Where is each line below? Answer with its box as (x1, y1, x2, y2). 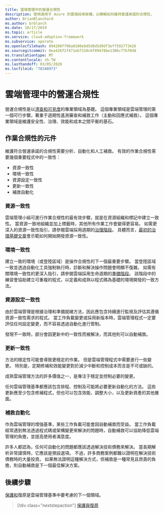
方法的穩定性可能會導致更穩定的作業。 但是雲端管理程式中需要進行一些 (5, 356, 147, 363)
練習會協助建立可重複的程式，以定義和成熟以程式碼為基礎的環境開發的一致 (5, 277, 155, 283)
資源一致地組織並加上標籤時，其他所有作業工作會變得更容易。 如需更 (19, 221, 157, 227)
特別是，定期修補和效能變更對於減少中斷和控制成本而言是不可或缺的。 (14, 363, 156, 368)
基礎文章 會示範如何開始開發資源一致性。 (9, 233, 91, 239)
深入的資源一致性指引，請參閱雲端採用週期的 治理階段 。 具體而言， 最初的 (5, 227, 152, 233)
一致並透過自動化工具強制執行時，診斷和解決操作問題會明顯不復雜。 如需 (5, 265, 152, 270)
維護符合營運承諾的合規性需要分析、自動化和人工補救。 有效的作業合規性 (5, 148, 152, 154)
